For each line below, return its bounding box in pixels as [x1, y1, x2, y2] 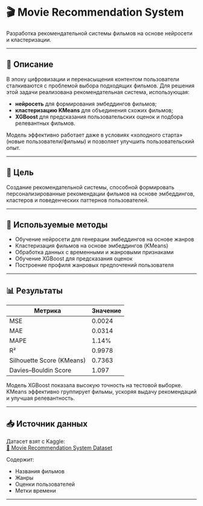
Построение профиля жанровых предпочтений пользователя [14, 261, 174, 269]
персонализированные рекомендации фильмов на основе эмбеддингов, [6, 190, 195, 197]
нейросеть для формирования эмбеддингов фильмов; [14, 100, 157, 107]
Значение [91, 306, 122, 315]
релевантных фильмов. [14, 120, 76, 127]
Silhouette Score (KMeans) [9, 356, 86, 365]
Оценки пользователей [14, 481, 76, 488]
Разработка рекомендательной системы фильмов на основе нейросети [6, 29, 193, 37]
